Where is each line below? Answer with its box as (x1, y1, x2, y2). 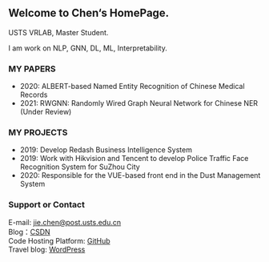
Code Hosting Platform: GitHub (8, 236, 110, 245)
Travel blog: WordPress (8, 244, 86, 254)
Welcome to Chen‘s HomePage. (8, 6, 170, 20)
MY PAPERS (8, 63, 56, 75)
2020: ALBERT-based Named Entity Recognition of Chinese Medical (19, 82, 246, 91)
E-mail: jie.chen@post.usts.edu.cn (8, 217, 122, 227)
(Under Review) (19, 107, 72, 117)
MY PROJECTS (8, 127, 68, 139)
